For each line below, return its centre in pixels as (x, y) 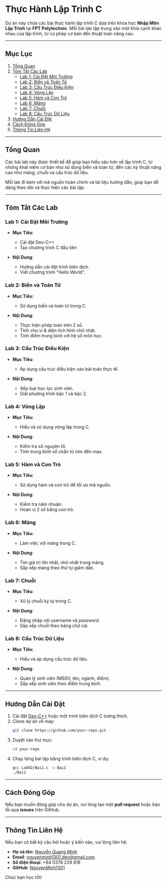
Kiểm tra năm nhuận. (41, 504)
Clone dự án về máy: (33, 722)
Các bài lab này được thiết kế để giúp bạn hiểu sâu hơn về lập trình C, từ (79, 162)
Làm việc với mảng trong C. (48, 543)
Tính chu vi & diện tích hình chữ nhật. (58, 330)
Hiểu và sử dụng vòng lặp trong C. (55, 427)
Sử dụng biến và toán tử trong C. (53, 305)
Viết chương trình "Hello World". (52, 272)
